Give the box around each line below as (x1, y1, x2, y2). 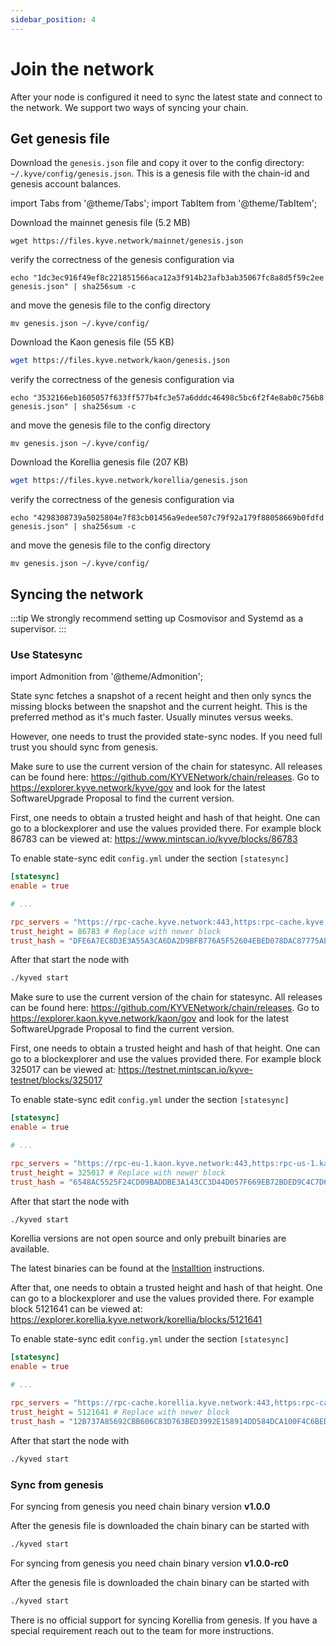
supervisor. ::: (10, 622, 67, 635)
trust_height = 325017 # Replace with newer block (10, 1167, 226, 1178)
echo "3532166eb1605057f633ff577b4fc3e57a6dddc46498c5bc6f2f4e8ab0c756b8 (10, 393, 325, 403)
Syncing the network (10, 586, 144, 603)
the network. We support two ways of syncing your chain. (10, 101, 249, 113)
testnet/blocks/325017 (10, 1074, 103, 1086)
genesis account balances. (10, 178, 122, 190)
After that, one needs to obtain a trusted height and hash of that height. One (10, 1282, 323, 1294)
